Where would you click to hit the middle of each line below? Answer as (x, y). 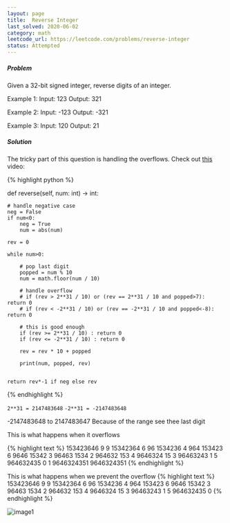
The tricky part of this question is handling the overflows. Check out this (110, 159)
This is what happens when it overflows (64, 434)
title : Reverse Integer (43, 20)
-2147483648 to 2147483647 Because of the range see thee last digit (106, 421)
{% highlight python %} (40, 179)
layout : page (26, 14)
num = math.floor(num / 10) (60, 278)
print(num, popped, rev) (55, 363)
